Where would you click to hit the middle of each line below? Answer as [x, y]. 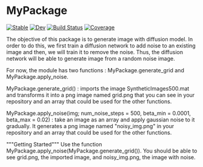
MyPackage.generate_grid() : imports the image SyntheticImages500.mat [98, 88]
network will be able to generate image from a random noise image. [91, 58]
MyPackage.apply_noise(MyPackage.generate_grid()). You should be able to [102, 151]
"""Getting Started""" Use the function [54, 144]
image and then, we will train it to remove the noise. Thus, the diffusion [95, 52]
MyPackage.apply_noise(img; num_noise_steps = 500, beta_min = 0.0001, [98, 113]
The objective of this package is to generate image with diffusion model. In [99, 39]
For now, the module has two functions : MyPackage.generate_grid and [95, 70]
